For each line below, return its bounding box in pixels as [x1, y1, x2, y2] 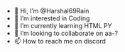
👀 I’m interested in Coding [13, 14, 90, 22]
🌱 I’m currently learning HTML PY [13, 22, 112, 30]
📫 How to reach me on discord [13, 37, 107, 45]
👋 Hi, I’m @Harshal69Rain [13, 7, 89, 15]
